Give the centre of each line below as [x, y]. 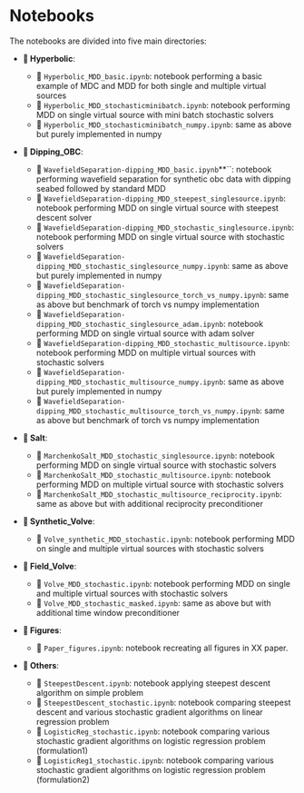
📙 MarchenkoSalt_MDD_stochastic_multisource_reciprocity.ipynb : [159, 494]
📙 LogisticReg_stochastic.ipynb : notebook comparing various [153, 731]
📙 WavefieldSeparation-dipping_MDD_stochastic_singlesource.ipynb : [165, 227]
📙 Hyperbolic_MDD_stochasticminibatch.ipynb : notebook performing [163, 104]
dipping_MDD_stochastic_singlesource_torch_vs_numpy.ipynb [150, 295]
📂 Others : [40, 665]
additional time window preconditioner [108, 612]
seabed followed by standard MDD [101, 188]
